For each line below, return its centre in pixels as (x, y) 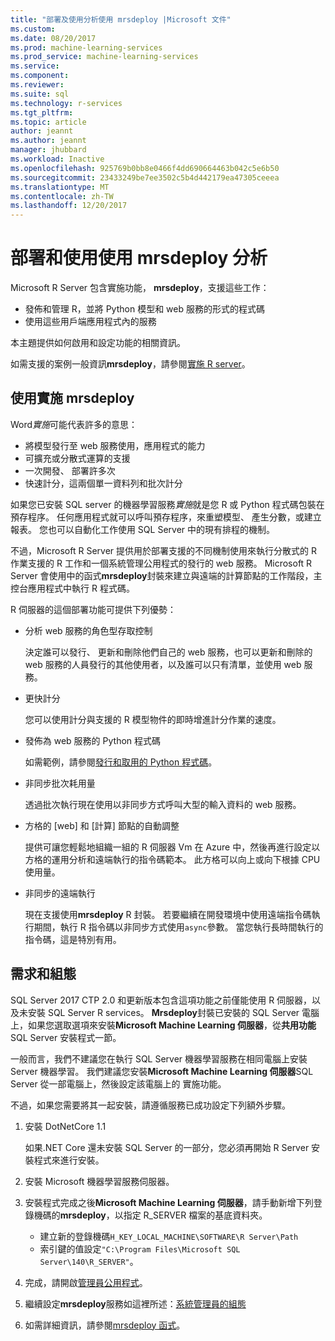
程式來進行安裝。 (69, 1160)
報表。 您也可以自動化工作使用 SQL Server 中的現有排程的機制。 (143, 529)
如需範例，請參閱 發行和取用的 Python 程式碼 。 (121, 762)
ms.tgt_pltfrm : (42, 112)
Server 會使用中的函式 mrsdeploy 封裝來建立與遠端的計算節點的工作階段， (162, 575)
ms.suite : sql (40, 94)
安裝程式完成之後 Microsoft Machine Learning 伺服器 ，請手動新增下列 (169, 1202)
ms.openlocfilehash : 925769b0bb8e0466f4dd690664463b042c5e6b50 (145, 168)
